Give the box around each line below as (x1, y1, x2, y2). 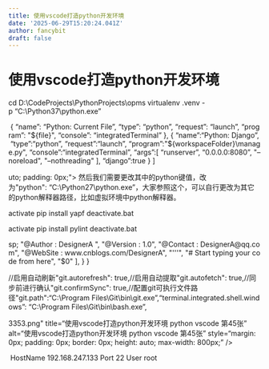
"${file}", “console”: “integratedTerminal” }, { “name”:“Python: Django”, (27, 130, 259, 140)
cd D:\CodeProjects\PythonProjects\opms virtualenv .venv (8, 98, 200, 108)
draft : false (8, 34, 52, 42)
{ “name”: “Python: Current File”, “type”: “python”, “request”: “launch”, (10, 122, 240, 132)
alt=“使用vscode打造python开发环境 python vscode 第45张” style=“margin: (8, 329, 256, 339)
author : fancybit (8, 26, 66, 34)
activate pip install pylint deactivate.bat (8, 224, 138, 234)
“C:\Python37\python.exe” (14, 106, 102, 116)
